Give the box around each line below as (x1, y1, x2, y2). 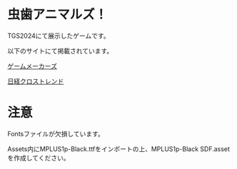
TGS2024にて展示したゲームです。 (7, 31, 110, 40)
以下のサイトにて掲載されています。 (7, 46, 114, 55)
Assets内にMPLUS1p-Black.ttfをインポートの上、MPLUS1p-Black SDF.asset (7, 144, 231, 153)
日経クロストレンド (7, 76, 64, 86)
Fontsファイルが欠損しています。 (7, 129, 105, 138)
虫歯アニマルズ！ (7, 6, 108, 23)
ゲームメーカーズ (7, 61, 57, 70)
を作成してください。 (7, 153, 70, 162)
